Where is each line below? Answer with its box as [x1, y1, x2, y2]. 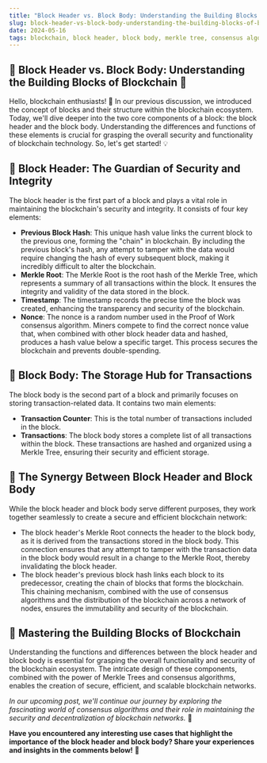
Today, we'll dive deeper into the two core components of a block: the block [9, 113, 257, 123]
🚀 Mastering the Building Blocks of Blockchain [9, 626, 241, 639]
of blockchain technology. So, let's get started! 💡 [9, 139, 169, 148]
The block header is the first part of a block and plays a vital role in [9, 195, 228, 205]
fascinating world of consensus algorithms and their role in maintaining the [9, 705, 255, 715]
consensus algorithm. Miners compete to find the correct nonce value [20, 320, 249, 330]
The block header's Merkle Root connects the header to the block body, [20, 527, 256, 537]
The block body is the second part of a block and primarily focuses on [9, 389, 238, 399]
